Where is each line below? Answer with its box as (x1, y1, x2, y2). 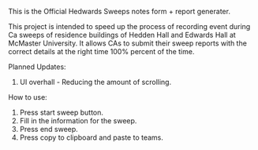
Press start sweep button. (19, 108, 104, 117)
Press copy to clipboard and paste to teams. (19, 133, 164, 142)
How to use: (8, 93, 47, 101)
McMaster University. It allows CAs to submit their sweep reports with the (8, 38, 247, 48)
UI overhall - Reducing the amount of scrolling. (19, 78, 172, 86)
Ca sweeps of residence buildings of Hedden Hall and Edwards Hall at (8, 31, 237, 39)
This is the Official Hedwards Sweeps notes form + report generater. (8, 7, 231, 16)
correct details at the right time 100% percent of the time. (8, 47, 195, 56)
